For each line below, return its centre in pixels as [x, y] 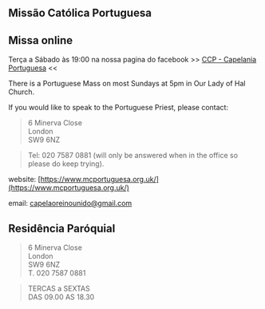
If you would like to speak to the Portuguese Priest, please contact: [119, 108]
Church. [22, 92]
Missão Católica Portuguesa [80, 13]
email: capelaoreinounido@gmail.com [70, 204]
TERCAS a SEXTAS [59, 289]
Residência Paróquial [62, 228]
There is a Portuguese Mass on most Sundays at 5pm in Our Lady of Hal [127, 84]
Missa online [41, 40]
